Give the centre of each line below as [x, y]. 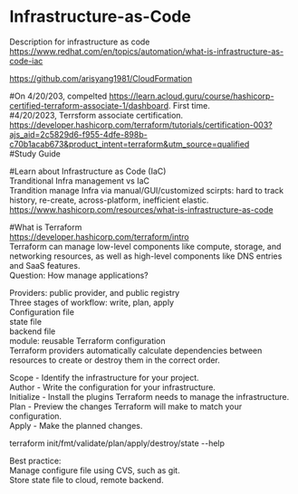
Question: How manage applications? [79, 275]
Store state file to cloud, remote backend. [87, 480]
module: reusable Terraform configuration [87, 340]
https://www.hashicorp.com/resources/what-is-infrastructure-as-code [141, 209]
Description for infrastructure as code [80, 42]
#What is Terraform [46, 227]
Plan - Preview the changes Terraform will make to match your [126, 406]
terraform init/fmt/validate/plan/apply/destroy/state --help [117, 443]
